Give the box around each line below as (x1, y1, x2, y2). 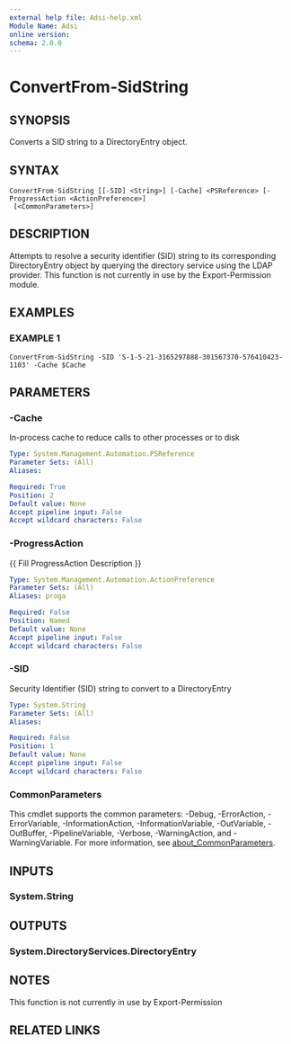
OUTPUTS (9, 918, 67, 933)
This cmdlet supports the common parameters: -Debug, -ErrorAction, (9, 808, 267, 819)
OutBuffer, (9, 828, 48, 839)
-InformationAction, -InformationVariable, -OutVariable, (62, 818, 267, 829)
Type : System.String (9, 700, 87, 709)
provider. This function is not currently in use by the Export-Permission (9, 269, 272, 280)
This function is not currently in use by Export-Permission (9, 996, 223, 1007)
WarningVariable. (9, 837, 74, 848)
